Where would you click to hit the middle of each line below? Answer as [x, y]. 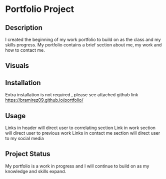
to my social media [24, 139]
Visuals [17, 66]
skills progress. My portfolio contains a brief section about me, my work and [83, 45]
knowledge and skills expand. [36, 171]
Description [24, 28]
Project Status [28, 154]
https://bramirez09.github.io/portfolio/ [44, 100]
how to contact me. [25, 50]
